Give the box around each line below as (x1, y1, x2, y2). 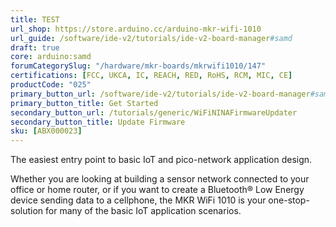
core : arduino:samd (10, 52, 92, 62)
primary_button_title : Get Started (10, 98, 159, 108)
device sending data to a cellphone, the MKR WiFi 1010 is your (10, 194, 267, 206)
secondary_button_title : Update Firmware (10, 117, 186, 127)
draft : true (10, 42, 60, 53)
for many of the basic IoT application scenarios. (45, 205, 242, 217)
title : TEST (10, 14, 60, 25)
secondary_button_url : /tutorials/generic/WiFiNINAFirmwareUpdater (10, 107, 298, 118)
